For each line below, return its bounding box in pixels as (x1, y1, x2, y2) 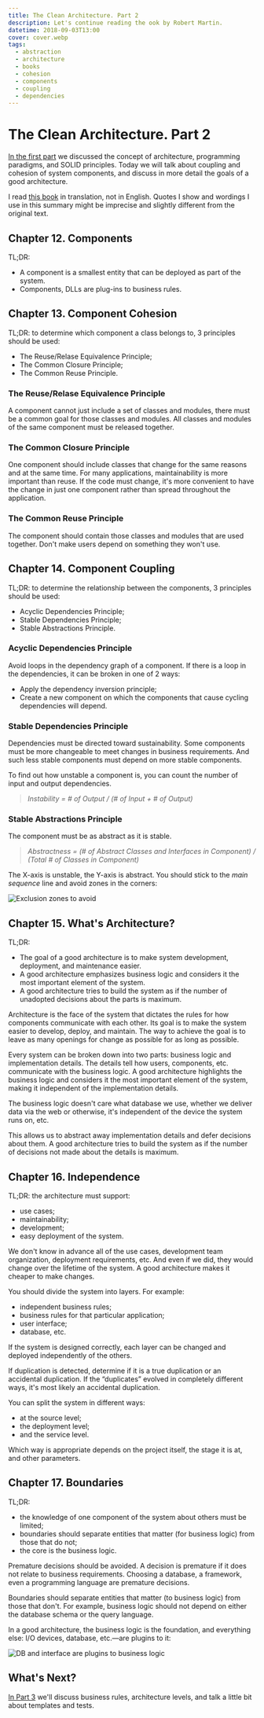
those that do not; (19, 1537, 78, 1547)
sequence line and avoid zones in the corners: (8, 878, 158, 888)
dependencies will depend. (19, 701, 108, 710)
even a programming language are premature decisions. (8, 1577, 190, 1587)
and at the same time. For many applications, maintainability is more (8, 469, 228, 478)
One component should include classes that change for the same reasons (8, 460, 247, 469)
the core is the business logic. (19, 1546, 117, 1555)
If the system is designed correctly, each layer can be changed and (8, 1342, 226, 1352)
